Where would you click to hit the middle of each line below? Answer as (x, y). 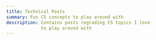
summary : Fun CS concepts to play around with (65, 17)
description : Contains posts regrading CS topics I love (78, 22)
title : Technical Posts (36, 11)
